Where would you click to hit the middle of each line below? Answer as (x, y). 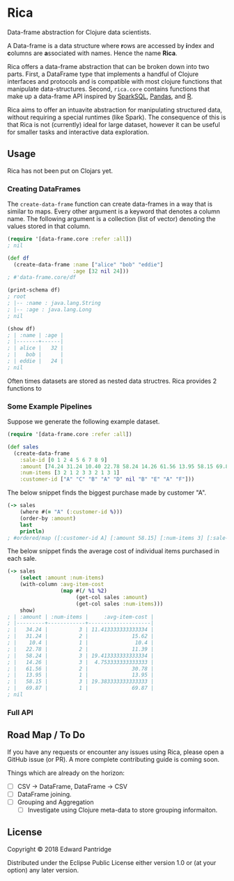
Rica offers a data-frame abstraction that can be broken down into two (108, 66)
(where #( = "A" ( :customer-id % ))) (71, 512)
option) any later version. (43, 870)
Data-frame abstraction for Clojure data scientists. (79, 32)
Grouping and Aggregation (55, 802)
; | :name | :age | (36, 335)
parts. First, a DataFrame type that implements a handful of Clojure (103, 74)
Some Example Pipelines (50, 406)
